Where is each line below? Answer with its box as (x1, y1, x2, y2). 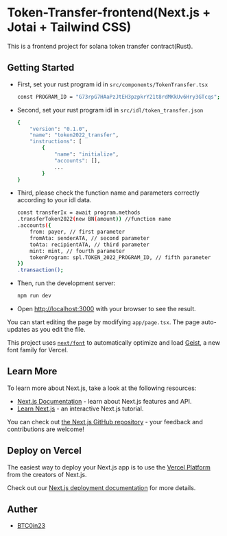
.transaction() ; (16, 267, 64, 273)
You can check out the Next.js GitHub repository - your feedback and (7, 417, 204, 426)
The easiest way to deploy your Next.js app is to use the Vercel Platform (7, 463, 211, 471)
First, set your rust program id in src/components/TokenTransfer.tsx (16, 80, 208, 88)
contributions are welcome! (7, 425, 84, 433)
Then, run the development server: (16, 279, 116, 287)
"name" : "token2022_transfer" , (29, 132, 119, 138)
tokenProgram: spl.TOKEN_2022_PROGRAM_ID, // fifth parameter (29, 254, 211, 261)
